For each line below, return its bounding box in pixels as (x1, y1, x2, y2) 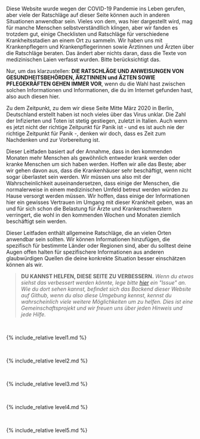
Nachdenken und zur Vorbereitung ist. (6, 136, 100, 143)
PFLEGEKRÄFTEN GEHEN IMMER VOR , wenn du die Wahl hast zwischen (6, 80, 186, 87)
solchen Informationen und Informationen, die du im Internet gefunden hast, (6, 87, 193, 93)
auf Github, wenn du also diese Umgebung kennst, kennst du (20, 292, 172, 298)
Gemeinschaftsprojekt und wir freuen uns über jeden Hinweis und (20, 304, 183, 312)
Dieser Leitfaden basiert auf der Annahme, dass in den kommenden (6, 148, 173, 155)
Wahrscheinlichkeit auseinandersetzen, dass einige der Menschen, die (6, 179, 180, 187)
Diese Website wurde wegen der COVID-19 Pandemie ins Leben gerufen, (6, 5, 186, 12)
